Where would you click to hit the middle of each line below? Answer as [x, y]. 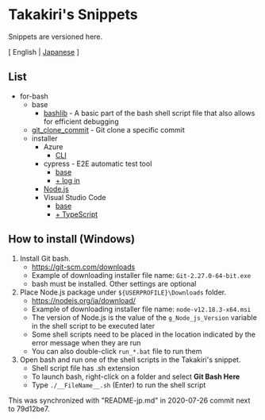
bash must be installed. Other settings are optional [114, 283]
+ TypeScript [77, 214]
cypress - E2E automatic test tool [98, 164]
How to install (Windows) [72, 239]
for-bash [34, 96]
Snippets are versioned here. [56, 37]
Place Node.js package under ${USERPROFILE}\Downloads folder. [123, 292]
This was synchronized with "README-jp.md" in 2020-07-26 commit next [129, 400]
